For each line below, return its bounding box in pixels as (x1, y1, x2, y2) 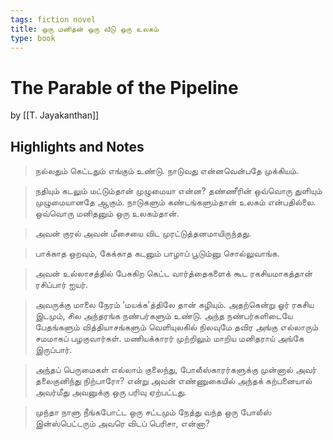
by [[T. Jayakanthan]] (10, 109, 100, 121)
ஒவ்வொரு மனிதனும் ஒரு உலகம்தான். (34, 207, 180, 220)
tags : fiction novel (10, 14, 97, 25)
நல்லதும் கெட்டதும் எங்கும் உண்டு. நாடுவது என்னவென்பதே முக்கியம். (34, 165, 300, 177)
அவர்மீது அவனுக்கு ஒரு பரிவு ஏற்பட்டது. (34, 386, 187, 398)
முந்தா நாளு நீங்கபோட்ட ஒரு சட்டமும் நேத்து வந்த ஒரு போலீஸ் (34, 406, 272, 418)
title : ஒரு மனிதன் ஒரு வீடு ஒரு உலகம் (10, 24, 159, 34)
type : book (10, 33, 56, 43)
